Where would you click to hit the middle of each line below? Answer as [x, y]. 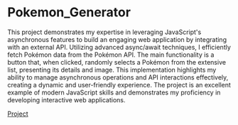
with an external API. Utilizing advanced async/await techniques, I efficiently [119, 47]
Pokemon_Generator [69, 12]
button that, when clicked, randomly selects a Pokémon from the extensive [117, 62]
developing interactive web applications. [66, 99]
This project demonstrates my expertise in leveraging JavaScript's [104, 32]
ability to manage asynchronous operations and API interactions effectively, [118, 77]
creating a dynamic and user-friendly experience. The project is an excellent [119, 85]
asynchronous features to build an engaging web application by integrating [117, 39]
